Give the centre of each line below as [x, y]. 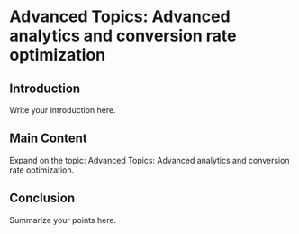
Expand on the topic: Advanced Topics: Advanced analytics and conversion [149, 160]
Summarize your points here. [63, 220]
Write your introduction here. [63, 110]
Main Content [48, 139]
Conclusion [42, 198]
